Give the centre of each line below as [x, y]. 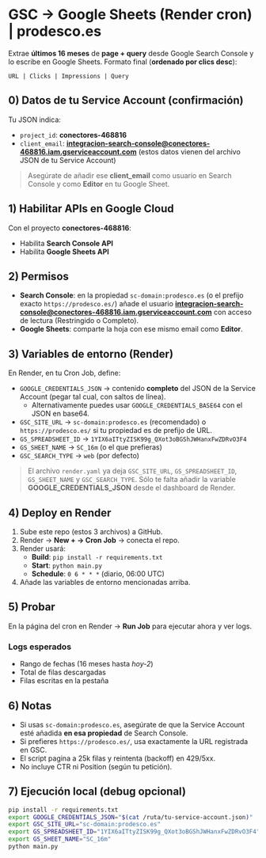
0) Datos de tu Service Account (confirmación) [126, 101]
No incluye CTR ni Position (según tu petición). [96, 766]
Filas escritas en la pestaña [64, 681]
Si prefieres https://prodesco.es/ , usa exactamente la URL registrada [134, 741]
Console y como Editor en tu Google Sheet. [99, 184]
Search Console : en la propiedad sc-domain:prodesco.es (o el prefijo [131, 295]
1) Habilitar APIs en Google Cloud [91, 209]
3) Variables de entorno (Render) [91, 354]
